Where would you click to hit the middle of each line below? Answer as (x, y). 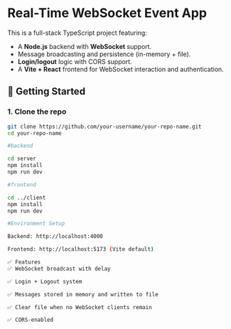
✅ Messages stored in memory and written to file (83, 294)
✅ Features (24, 262)
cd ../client (27, 198)
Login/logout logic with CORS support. (75, 61)
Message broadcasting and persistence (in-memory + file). (104, 54)
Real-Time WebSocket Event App (107, 13)
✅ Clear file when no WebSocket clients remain (80, 307)
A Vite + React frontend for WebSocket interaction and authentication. (120, 69)
